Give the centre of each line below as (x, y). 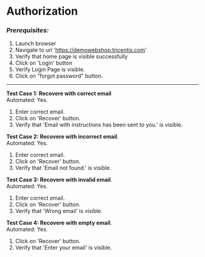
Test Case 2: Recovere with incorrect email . (63, 137)
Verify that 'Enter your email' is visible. (63, 248)
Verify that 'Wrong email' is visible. (59, 211)
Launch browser (36, 43)
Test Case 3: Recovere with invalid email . (59, 180)
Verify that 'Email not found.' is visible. (63, 168)
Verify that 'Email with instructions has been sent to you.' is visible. (99, 125)
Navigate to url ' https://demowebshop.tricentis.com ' (81, 50)
